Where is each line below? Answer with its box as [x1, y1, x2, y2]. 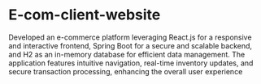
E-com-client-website [8, 6, 161, 24]
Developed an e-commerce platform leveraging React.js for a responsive [8, 32, 252, 42]
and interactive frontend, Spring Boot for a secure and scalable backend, [8, 40, 253, 50]
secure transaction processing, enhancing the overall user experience [8, 66, 243, 76]
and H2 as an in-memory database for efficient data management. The [8, 49, 246, 59]
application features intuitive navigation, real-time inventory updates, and [8, 58, 254, 68]
